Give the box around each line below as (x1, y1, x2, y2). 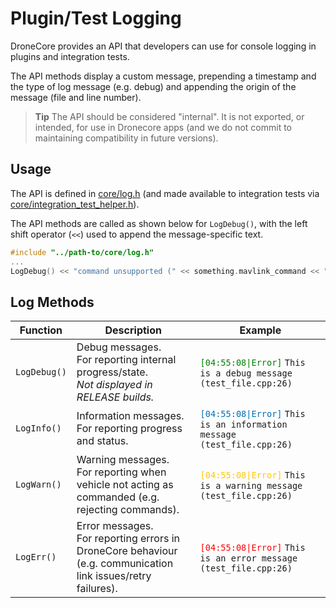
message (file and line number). (10, 91, 142, 103)
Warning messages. (76, 453, 170, 467)
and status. (76, 434, 129, 448)
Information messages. (76, 409, 185, 423)
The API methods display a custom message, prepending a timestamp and (10, 70, 317, 82)
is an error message (199, 553, 298, 564)
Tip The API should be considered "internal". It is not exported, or (34, 110, 305, 122)
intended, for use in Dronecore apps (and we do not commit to (34, 121, 292, 133)
